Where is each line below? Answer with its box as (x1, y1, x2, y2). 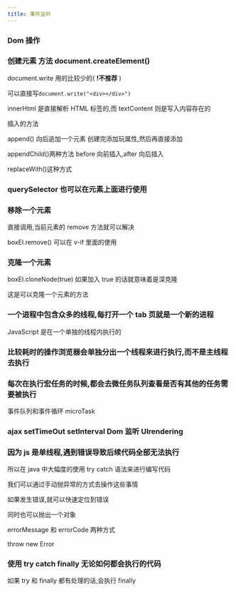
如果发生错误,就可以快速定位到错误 (7, 495, 109, 504)
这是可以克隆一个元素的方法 (7, 290, 89, 299)
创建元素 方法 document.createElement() (7, 56, 151, 66)
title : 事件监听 (7, 10, 51, 18)
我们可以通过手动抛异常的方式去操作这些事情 (7, 480, 139, 489)
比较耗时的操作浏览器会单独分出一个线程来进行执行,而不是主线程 (7, 347, 229, 357)
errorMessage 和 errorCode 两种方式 (7, 526, 116, 534)
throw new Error (7, 540, 55, 548)
